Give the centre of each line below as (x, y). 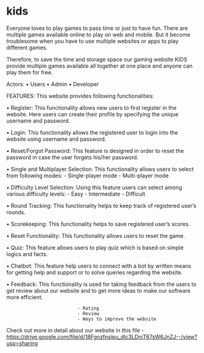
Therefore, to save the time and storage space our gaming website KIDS (97, 59)
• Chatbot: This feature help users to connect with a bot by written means (99, 266)
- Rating (88, 308)
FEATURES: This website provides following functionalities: (80, 96)
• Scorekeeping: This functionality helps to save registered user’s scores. (98, 224)
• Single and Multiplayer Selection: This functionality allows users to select (100, 169)
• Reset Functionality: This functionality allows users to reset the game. (96, 235)
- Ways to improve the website (117, 319)
